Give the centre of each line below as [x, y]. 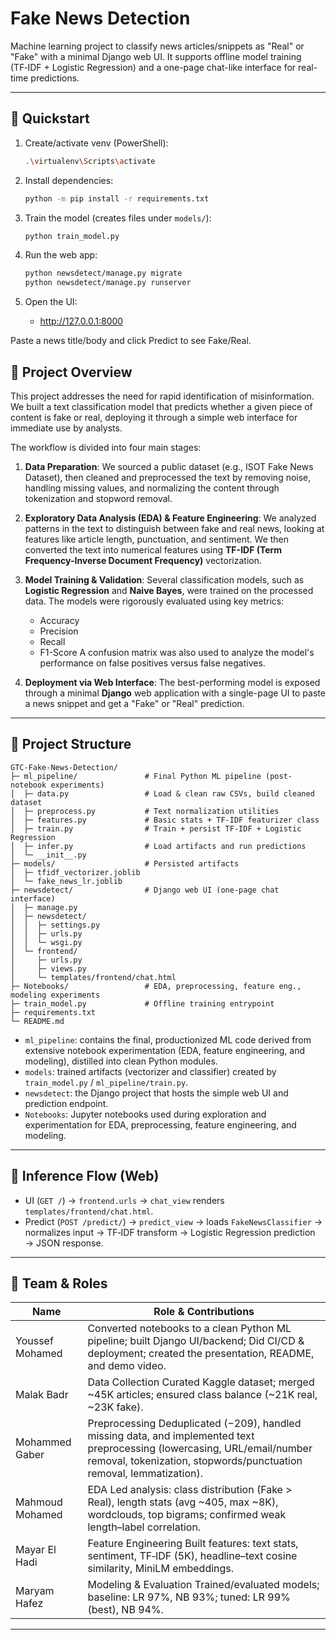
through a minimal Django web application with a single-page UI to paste [175, 693]
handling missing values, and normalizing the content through [152, 488]
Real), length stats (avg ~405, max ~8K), [183, 1502]
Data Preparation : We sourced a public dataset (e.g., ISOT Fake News [169, 466]
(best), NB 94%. [125, 1610]
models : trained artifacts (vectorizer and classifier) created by [150, 1071]
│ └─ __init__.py [48, 855]
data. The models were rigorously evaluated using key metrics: [154, 601]
